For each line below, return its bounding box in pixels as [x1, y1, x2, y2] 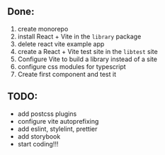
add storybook [17, 132, 61, 141]
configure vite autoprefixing [17, 117, 99, 125]
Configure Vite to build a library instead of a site [17, 55, 158, 63]
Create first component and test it [17, 70, 117, 78]
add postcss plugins [17, 109, 77, 118]
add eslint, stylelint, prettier [17, 124, 98, 133]
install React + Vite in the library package [17, 32, 142, 41]
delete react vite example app [17, 39, 105, 48]
